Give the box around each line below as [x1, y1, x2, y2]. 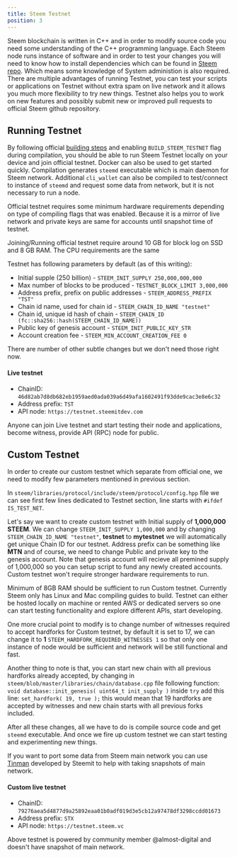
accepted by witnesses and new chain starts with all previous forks [7, 702, 203, 710]
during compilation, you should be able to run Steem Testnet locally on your [7, 151, 229, 159]
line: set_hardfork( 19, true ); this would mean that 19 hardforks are [7, 694, 212, 703]
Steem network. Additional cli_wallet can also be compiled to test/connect [7, 174, 229, 182]
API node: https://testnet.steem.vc [17, 821, 125, 829]
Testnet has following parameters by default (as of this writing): [7, 260, 192, 268]
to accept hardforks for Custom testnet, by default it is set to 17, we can [7, 628, 216, 636]
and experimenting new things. [7, 738, 98, 747]
